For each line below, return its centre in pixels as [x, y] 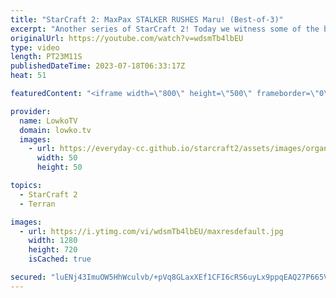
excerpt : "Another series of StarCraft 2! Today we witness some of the [165, 29]
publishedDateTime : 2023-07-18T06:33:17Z [98, 66]
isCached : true [60, 259]
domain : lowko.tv [55, 130]
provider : [31, 111]
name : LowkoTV [48, 121]
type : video [35, 47]
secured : [28, 277]
